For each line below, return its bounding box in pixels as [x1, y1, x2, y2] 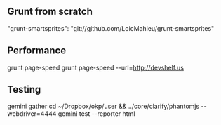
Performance [7, 45, 67, 57]
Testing [7, 84, 41, 96]
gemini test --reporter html [58, 110, 135, 118]
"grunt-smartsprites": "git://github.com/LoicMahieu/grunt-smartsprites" [7, 24, 215, 32]
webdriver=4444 [7, 110, 57, 118]
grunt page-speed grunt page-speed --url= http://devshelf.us [7, 63, 185, 72]
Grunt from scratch [7, 6, 93, 18]
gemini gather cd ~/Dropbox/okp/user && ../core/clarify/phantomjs [7, 102, 200, 111]
